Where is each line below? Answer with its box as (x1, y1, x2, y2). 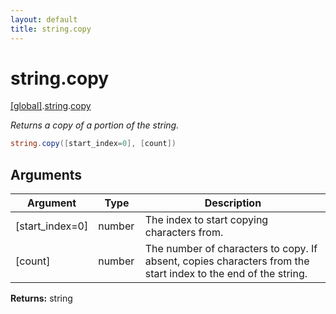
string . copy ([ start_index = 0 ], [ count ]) (10, 139, 177, 149)
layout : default (10, 14, 78, 25)
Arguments (10, 166, 83, 183)
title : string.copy (10, 24, 92, 34)
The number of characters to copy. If (144, 242, 318, 256)
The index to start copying (144, 213, 269, 227)
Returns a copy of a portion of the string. (10, 119, 180, 131)
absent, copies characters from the (144, 254, 310, 268)
